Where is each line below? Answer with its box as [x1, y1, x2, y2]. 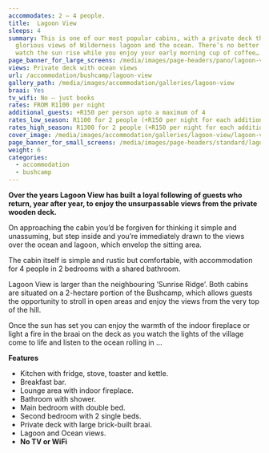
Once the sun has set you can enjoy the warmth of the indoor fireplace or [8, 321, 251, 330]
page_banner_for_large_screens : [8, 57, 116, 65]
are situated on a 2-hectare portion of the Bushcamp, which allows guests [8, 288, 253, 297]
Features [8, 354, 38, 362]
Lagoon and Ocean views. [19, 428, 106, 438]
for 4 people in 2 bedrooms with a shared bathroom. [8, 264, 181, 273]
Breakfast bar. [19, 378, 66, 386]
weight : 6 [8, 146, 42, 154]
